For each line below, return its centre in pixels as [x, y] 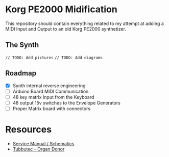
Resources [29, 130]
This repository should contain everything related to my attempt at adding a [85, 23]
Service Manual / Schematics [43, 143]
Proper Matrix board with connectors [52, 109]
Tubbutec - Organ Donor [39, 149]
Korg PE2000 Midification [61, 9]
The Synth [22, 45]
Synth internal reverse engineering [49, 86]
